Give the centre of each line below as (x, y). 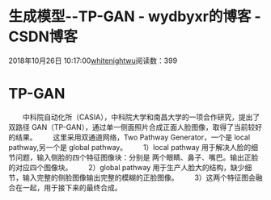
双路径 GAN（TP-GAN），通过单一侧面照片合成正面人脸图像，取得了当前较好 (135, 127)
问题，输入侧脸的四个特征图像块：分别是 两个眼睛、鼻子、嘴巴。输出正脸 (137, 157)
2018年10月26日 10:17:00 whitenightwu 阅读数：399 (93, 60)
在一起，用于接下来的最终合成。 (68, 187)
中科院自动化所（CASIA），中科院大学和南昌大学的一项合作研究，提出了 (142, 117)
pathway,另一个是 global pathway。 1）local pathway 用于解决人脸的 (130, 147)
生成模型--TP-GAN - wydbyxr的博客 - (135, 17)
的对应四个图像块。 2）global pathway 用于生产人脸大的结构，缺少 (127, 167)
